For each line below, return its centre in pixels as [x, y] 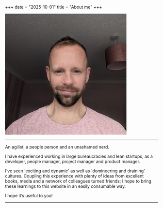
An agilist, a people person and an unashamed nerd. [57, 147]
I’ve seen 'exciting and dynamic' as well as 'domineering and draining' [75, 171]
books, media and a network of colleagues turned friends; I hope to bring [78, 181]
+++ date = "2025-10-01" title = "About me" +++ [54, 7]
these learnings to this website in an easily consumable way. [65, 186]
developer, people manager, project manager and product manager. [73, 161]
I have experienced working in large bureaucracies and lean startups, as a [79, 156]
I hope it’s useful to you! [29, 196]
